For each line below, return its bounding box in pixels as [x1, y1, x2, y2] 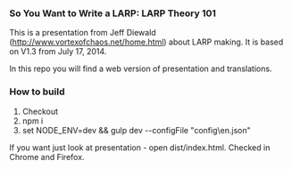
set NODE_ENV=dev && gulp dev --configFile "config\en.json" [21, 125, 252, 135]
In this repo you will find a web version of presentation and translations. [9, 63, 272, 74]
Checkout [21, 106, 59, 117]
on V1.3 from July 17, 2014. [9, 46, 107, 57]
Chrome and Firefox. [9, 151, 85, 162]
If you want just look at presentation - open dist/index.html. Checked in [9, 141, 271, 153]
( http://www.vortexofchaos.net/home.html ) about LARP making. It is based [9, 36, 284, 47]
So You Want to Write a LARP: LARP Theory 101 [9, 7, 217, 20]
